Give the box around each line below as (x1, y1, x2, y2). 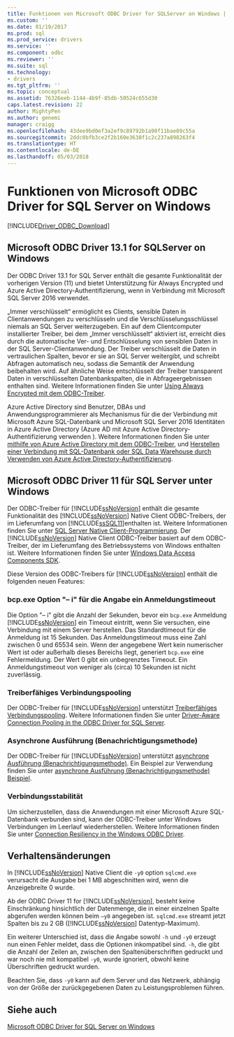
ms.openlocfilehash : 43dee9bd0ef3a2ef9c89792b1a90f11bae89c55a (7, 127, 196, 134)
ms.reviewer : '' (7, 56, 54, 63)
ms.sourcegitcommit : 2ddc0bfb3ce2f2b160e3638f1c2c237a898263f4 (7, 134, 196, 141)
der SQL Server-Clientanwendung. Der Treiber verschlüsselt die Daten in (7, 344, 217, 353)
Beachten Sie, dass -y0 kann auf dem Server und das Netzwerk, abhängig (7, 976, 221, 985)
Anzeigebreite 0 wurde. (7, 883, 75, 892)
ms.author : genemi (7, 114, 61, 121)
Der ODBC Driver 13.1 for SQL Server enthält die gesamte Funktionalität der (7, 271, 222, 280)
